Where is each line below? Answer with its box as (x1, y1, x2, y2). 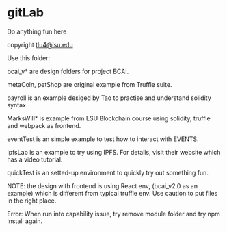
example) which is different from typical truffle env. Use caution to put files (7, 189, 218, 197)
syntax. (7, 101, 28, 109)
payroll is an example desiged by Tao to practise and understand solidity (7, 94, 211, 102)
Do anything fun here (7, 27, 67, 36)
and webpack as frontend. (7, 121, 81, 129)
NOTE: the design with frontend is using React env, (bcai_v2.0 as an (7, 181, 198, 190)
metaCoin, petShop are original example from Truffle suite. (7, 80, 172, 88)
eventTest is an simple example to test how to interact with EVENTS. (7, 135, 200, 143)
